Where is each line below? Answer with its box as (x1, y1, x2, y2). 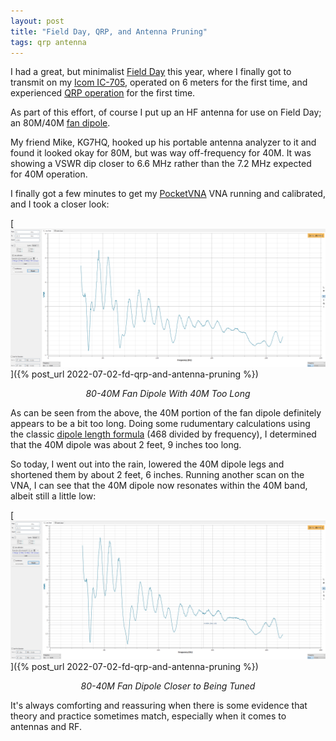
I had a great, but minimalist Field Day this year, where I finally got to (10, 66, 292, 78)
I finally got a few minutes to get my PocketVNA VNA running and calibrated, (10, 188, 326, 200)
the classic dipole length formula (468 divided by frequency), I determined (10, 428, 317, 440)
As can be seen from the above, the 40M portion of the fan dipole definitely (10, 407, 322, 419)
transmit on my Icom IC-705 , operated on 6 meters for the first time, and (10, 76, 308, 89)
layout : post (10, 16, 65, 26)
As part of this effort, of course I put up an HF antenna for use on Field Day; (10, 106, 322, 119)
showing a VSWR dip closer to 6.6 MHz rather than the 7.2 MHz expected (10, 158, 312, 170)
